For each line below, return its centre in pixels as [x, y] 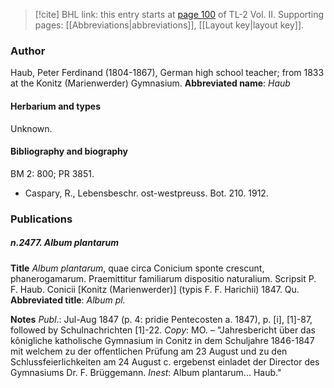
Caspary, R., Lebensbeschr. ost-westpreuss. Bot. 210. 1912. [146, 193]
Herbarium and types [56, 106]
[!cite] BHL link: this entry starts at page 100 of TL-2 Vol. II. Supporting [179, 14]
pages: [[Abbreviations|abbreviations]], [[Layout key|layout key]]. [169, 25]
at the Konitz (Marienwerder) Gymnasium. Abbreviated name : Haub [150, 83]
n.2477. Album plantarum [64, 243]
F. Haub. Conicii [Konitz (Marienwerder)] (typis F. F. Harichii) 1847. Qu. [155, 289]
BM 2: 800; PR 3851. [52, 173]
